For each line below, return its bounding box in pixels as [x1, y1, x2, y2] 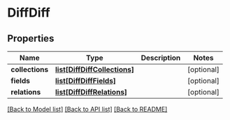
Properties [7, 33, 55, 44]
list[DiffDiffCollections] [55, 65, 134, 74]
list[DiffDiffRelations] [55, 87, 128, 96]
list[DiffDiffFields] [55, 76, 117, 85]
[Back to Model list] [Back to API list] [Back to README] [7, 105, 168, 113]
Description [141, 53, 181, 62]
